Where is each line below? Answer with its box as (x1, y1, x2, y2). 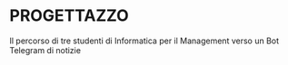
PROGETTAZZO (9, 5, 129, 26)
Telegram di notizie (9, 44, 82, 55)
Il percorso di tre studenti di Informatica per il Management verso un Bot (9, 35, 280, 46)
